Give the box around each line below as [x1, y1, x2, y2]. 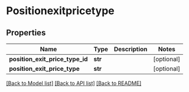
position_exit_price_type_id [9, 55, 88, 63]
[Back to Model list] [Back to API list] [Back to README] [6, 80, 142, 87]
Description [113, 45, 148, 53]
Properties [6, 28, 46, 38]
